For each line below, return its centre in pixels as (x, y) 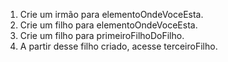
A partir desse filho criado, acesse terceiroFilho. (118, 46)
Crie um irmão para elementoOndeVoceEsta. (111, 14)
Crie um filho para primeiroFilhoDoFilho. (102, 35)
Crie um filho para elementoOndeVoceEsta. (108, 25)
